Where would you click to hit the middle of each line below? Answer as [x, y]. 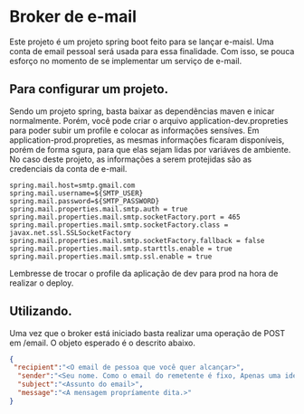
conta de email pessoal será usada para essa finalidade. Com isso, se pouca [152, 51]
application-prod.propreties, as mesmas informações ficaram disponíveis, [147, 140]
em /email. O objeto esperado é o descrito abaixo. [103, 343]
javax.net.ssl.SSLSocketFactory [70, 232]
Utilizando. [41, 311]
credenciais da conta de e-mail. [68, 168]
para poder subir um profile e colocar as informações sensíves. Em [134, 130]
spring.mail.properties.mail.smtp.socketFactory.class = [119, 225]
